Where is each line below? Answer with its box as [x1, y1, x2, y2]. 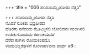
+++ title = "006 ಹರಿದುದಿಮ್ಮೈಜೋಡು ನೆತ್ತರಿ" [5, 5, 81, 10]
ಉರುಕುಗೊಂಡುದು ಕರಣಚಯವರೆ [5, 31, 55, 37]
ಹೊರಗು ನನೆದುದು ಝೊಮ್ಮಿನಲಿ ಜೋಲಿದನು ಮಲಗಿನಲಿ [5, 26, 85, 32]
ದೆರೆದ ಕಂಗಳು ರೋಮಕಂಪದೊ [5, 37, 50, 43]
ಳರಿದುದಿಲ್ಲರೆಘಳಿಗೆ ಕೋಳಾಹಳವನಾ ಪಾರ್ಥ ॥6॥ [5, 43, 76, 48]
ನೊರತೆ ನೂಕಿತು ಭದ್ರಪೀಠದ [5, 20, 45, 26]
